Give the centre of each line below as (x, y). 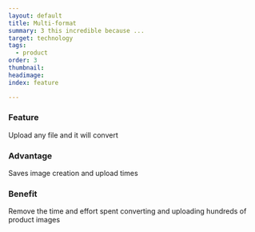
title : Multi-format (43, 23)
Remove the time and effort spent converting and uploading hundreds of (127, 211)
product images (34, 220)
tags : (17, 46)
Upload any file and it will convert (63, 135)
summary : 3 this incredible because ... (77, 30)
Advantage (30, 155)
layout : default (35, 16)
